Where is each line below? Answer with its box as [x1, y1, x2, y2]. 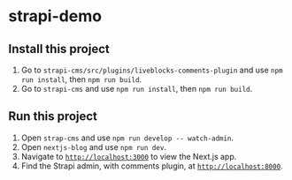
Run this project [8, 109, 98, 124]
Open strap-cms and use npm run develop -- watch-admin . [20, 132, 234, 143]
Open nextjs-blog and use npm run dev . [20, 141, 167, 152]
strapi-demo [8, 6, 103, 26]
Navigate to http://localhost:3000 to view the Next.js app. [20, 151, 237, 161]
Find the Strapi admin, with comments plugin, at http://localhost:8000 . [20, 161, 284, 171]
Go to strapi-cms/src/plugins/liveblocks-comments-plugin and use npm [20, 64, 283, 75]
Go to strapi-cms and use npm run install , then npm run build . [20, 84, 253, 94]
